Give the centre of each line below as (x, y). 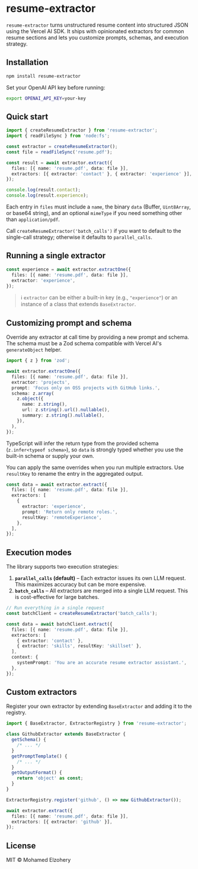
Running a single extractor (56, 256)
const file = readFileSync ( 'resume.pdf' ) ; (59, 152)
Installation (27, 62)
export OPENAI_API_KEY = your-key (46, 98)
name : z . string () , (44, 405)
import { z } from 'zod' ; (38, 361)
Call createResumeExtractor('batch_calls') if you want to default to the (94, 231)
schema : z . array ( (33, 393)
